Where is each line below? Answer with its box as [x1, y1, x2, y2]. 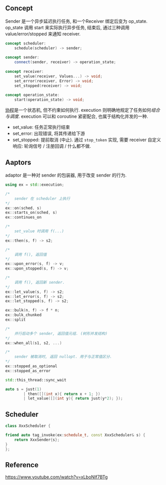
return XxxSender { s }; [14, 437, 60, 442]
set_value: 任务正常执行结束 [12, 124, 70, 130]
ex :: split [5, 317, 26, 322]
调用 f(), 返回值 [14, 252, 47, 257]
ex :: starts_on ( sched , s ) [5, 210, 58, 215]
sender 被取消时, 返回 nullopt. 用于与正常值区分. [14, 354, 113, 360]
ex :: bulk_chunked [5, 313, 42, 318]
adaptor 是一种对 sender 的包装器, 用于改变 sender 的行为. [5, 172, 127, 178]
